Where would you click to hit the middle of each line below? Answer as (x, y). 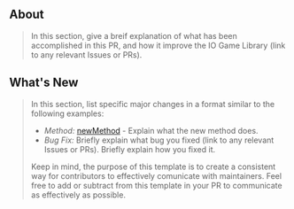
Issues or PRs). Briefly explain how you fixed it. (129, 149)
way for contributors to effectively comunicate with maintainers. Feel (156, 175)
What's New (44, 83)
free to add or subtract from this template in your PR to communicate (156, 185)
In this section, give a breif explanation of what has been (134, 35)
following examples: (67, 113)
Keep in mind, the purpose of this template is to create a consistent (153, 166)
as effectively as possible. (78, 195)
